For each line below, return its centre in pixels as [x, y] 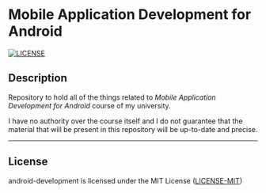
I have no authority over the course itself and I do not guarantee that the [125, 121]
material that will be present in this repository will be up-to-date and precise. [133, 129]
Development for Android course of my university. [90, 105]
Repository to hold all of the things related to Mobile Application [112, 97]
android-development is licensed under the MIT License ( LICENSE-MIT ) [125, 180]
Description [38, 78]
